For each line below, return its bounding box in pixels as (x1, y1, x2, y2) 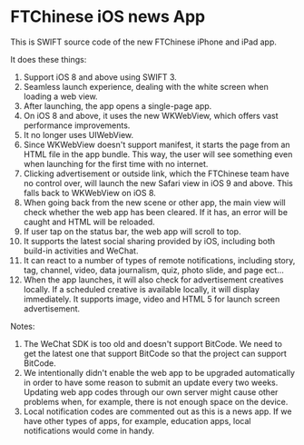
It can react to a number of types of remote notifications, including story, (23, 254, 296, 265)
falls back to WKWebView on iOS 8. (23, 187, 157, 198)
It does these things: (10, 54, 87, 64)
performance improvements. (23, 120, 131, 131)
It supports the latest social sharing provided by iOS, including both (23, 235, 276, 246)
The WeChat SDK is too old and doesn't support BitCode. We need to (23, 338, 282, 349)
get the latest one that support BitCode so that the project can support (23, 348, 287, 359)
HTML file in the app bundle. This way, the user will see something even (23, 148, 293, 160)
